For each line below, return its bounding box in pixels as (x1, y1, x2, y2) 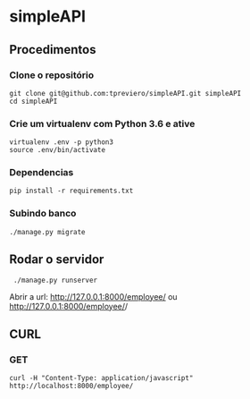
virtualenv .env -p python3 (9, 138, 114, 147)
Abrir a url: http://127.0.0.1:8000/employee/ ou (9, 291, 178, 301)
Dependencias (9, 166, 74, 179)
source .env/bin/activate (9, 146, 105, 155)
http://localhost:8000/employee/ (9, 382, 134, 391)
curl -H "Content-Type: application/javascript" (9, 374, 194, 383)
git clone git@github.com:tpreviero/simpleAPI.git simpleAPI (9, 89, 242, 98)
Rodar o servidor (9, 252, 104, 267)
